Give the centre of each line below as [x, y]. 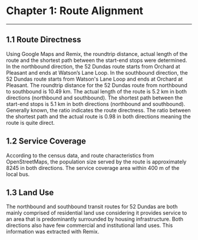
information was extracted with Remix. [53, 232]
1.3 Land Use [30, 192]
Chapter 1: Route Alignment [75, 11]
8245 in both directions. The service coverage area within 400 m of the [93, 168]
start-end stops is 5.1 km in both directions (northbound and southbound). [96, 104]
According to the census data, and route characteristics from [80, 155]
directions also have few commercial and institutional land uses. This [90, 225]
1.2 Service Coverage [46, 141]
